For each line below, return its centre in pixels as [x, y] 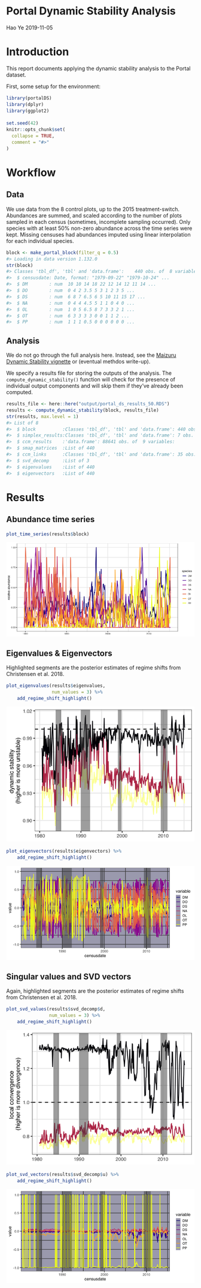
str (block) [20, 265]
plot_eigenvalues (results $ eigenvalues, [56, 686]
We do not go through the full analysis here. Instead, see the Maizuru [91, 355]
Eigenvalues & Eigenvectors [59, 653]
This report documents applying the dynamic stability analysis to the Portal [98, 68]
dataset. [16, 75]
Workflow [31, 172]
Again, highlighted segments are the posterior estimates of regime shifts [95, 991]
